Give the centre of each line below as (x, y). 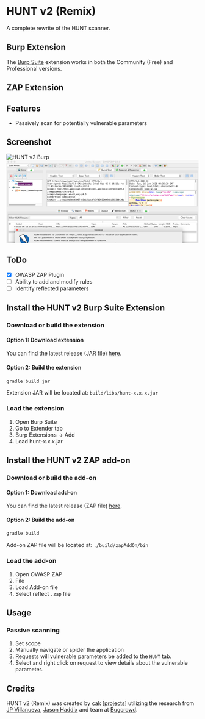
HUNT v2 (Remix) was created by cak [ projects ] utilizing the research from (100, 703)
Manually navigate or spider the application (69, 650)
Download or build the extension (56, 326)
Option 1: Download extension (45, 340)
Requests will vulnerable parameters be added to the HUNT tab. (93, 656)
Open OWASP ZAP (39, 574)
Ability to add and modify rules (54, 281)
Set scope (28, 643)
